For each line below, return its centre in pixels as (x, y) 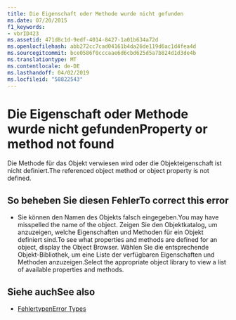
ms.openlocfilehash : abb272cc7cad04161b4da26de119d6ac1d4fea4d (102, 46)
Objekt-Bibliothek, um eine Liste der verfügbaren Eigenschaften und (116, 255)
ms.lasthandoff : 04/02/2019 (48, 72)
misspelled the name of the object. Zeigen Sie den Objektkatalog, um (117, 225)
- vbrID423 (23, 33)
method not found (61, 144)
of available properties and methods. (71, 270)
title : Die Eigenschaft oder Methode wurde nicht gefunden (96, 14)
